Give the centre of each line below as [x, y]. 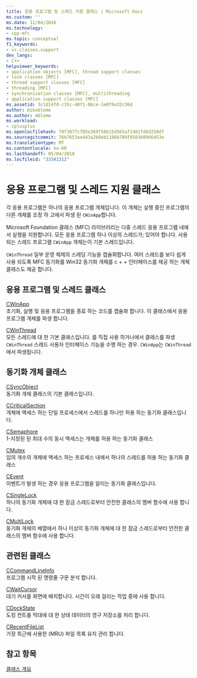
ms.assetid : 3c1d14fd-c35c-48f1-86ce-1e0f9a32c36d [69, 104]
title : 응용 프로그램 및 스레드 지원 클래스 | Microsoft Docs [74, 11]
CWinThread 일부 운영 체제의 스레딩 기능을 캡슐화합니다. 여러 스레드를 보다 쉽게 [96, 255]
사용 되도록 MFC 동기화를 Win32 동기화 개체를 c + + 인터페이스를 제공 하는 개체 [98, 262]
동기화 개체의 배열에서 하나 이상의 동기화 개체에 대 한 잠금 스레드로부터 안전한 [95, 528]
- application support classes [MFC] [52, 99]
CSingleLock [21, 495]
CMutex [16, 450]
